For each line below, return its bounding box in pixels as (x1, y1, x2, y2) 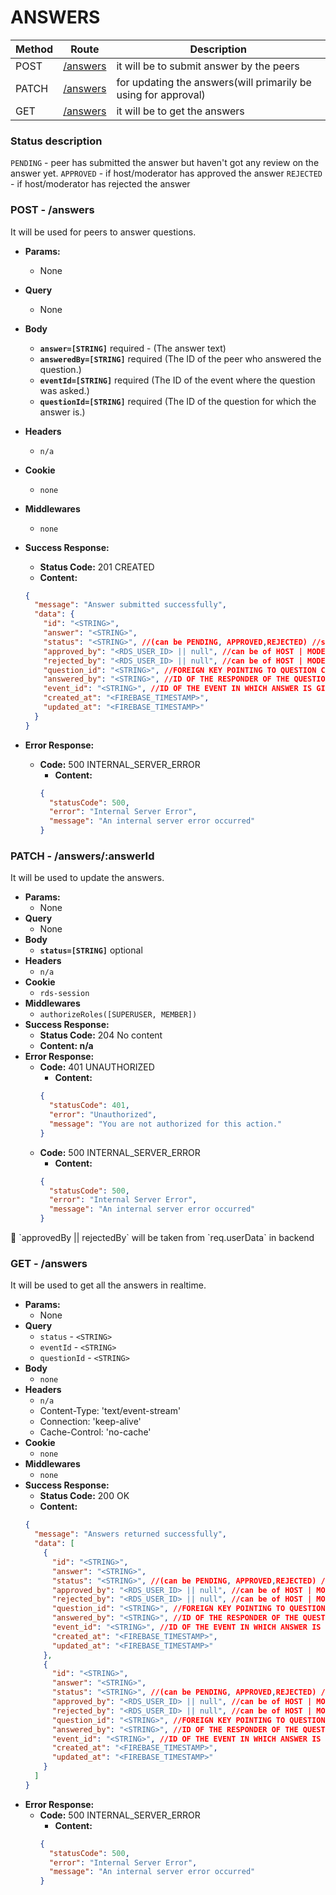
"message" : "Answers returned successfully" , (34, 1529, 227, 1540)
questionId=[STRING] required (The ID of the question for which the (39, 395, 317, 407)
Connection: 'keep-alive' (39, 1416, 142, 1428)
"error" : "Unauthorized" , (48, 1110, 157, 1120)
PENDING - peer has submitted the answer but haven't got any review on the (10, 157, 320, 169)
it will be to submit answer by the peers (116, 59, 300, 73)
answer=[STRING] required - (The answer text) (39, 342, 227, 354)
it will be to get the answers (116, 104, 245, 118)
